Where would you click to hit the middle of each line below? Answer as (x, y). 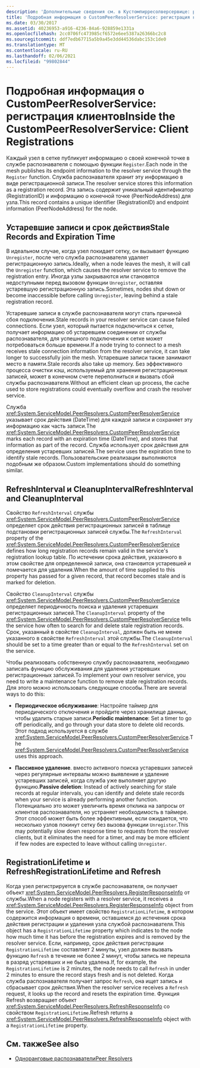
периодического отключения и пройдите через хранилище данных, (101, 712)
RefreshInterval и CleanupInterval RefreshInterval (100, 489)
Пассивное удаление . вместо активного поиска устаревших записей (104, 768)
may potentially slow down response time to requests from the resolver (102, 831)
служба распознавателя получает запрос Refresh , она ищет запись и (94, 981)
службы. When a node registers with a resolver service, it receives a (90, 899)
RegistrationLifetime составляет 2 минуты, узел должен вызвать (90, 949)
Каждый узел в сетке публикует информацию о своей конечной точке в (98, 158)
